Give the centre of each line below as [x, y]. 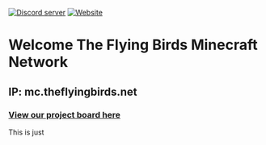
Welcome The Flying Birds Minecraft [133, 45]
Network [38, 62]
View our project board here [65, 114]
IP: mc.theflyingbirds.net [73, 91]
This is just [26, 132]
